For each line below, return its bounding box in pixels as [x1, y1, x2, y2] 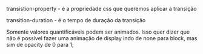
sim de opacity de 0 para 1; [6, 41, 74, 48]
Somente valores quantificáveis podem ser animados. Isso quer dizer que [6, 28, 190, 35]
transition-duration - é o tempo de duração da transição [6, 17, 146, 23]
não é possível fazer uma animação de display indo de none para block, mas [6, 35, 198, 41]
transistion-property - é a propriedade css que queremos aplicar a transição [6, 5, 197, 12]
